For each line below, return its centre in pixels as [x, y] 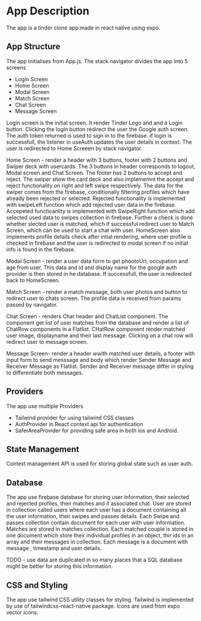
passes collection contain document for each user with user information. [96, 523]
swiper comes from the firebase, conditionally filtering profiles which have [98, 192]
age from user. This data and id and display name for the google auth [91, 267]
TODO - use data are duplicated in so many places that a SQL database [94, 560]
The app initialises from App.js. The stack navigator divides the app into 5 [97, 61]
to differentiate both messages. [45, 372]
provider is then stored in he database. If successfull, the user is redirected [99, 274]
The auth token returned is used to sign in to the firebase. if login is [89, 135]
